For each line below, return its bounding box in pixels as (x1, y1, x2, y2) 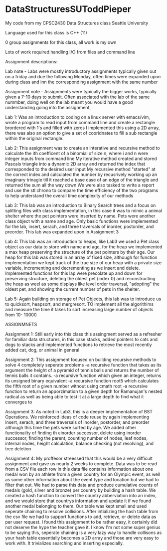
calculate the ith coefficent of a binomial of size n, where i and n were (5, 150, 149, 156)
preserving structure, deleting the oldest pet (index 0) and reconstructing (5, 275, 156, 281)
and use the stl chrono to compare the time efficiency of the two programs (5, 187, 159, 193)
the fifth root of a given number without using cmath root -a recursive (5, 383, 148, 389)
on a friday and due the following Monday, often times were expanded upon (5, 73, 161, 79)
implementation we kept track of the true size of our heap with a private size (5, 259, 162, 265)
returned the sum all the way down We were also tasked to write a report (5, 182, 155, 188)
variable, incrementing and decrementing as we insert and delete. (5, 265, 141, 271)
